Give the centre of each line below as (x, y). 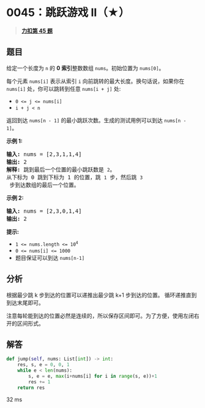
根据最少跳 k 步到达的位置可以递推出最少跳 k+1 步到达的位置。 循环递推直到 (102, 295)
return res (31, 388)
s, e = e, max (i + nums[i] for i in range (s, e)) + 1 (93, 376)
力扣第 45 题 (37, 31)
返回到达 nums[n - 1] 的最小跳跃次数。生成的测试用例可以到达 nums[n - (96, 120)
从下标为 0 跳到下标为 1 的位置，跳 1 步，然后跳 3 (75, 177)
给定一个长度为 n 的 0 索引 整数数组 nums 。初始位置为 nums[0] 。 (85, 68)
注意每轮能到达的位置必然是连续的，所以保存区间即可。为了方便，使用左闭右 (103, 316)
